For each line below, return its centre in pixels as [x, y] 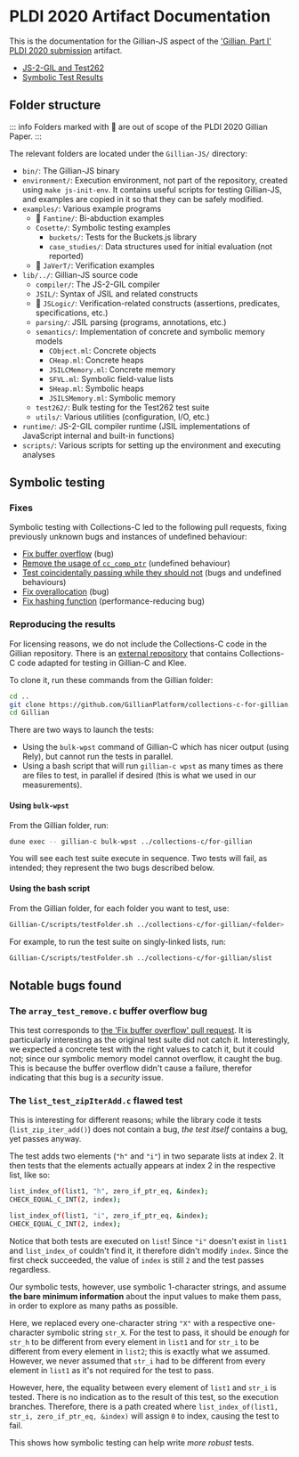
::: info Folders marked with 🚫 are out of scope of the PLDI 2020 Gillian [139, 126]
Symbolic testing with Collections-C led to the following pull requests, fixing [148, 527]
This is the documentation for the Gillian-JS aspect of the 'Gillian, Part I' [140, 41]
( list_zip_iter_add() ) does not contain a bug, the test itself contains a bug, [149, 1129]
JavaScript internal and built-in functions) [98, 435]
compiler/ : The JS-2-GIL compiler [97, 284]
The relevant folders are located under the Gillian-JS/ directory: [128, 153]
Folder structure [55, 106]
